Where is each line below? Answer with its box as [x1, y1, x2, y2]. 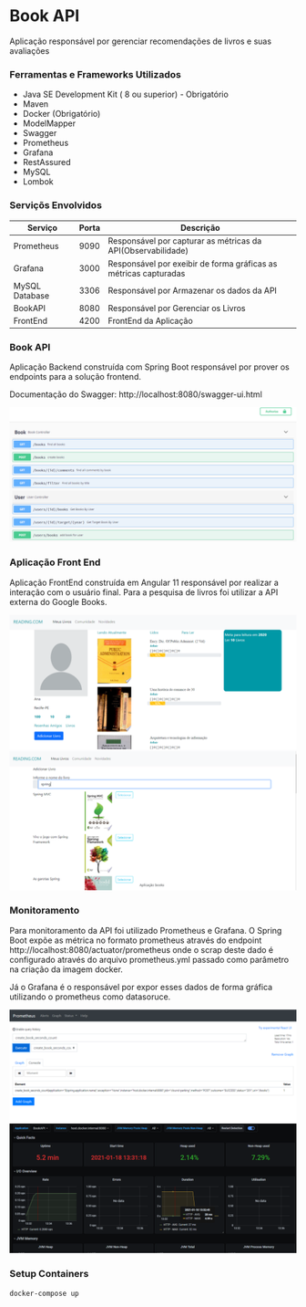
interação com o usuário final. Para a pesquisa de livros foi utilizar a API [9, 586, 279, 598]
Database [13, 289, 50, 301]
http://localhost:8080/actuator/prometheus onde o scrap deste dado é [9, 944, 274, 955]
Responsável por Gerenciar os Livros [107, 303, 246, 314]
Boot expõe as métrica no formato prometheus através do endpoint [9, 935, 262, 946]
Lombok [22, 176, 55, 187]
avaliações [9, 45, 50, 56]
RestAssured [22, 157, 71, 168]
